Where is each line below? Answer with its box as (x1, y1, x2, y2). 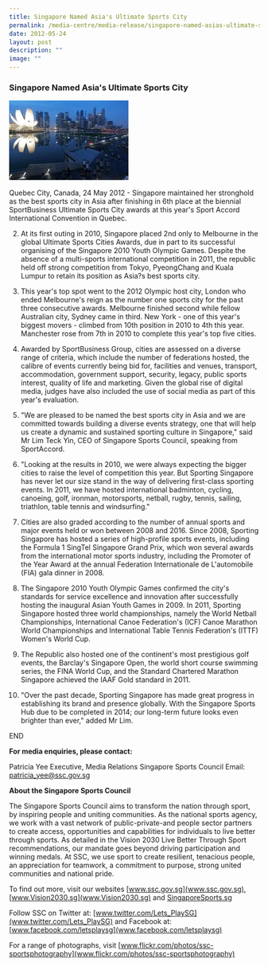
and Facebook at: (115, 917, 172, 926)
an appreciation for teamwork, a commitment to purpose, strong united (9, 860, 242, 871)
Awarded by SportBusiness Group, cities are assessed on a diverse (20, 345, 241, 354)
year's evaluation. (20, 395, 80, 405)
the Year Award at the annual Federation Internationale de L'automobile (20, 559, 254, 569)
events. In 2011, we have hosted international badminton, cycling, (20, 485, 234, 495)
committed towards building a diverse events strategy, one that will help (20, 419, 257, 429)
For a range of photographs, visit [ (9, 941, 122, 950)
